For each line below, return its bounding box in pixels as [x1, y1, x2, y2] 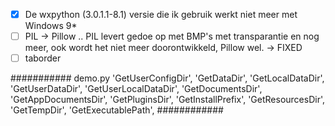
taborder [24, 52, 62, 64]
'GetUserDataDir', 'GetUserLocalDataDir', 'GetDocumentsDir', [10, 83, 263, 95]
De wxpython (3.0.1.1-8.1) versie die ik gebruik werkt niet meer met [24, 9, 298, 20]
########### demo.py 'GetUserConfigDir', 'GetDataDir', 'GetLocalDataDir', [10, 72, 325, 84]
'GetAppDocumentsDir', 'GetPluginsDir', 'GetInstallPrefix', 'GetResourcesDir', [10, 94, 326, 106]
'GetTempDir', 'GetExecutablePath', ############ [10, 104, 224, 116]
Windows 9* [24, 20, 78, 32]
